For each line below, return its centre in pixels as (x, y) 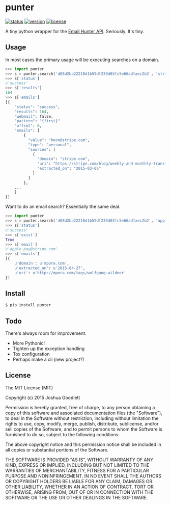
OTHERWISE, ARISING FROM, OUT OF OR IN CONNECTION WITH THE (79, 492)
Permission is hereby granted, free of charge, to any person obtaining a (80, 407)
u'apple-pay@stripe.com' (32, 249)
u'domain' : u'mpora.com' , (42, 263)
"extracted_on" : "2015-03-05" (69, 169)
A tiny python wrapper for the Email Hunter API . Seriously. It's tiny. (75, 31)
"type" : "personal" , (50, 145)
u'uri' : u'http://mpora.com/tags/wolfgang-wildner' (70, 273)
